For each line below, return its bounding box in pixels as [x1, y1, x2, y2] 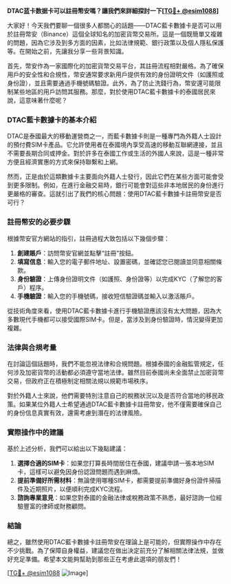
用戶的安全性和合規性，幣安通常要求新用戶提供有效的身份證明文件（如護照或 [7, 70, 224, 79]
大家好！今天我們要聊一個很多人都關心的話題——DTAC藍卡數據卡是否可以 [7, 21, 216, 30]
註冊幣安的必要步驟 [7, 217, 71, 227]
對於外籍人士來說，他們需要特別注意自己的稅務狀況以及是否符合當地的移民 [7, 391, 218, 399]
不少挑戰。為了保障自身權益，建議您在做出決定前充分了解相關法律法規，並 [7, 547, 218, 555]
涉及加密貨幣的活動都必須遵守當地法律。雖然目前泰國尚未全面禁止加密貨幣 [12, 368, 224, 376]
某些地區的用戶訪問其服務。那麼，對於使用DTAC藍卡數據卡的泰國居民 [12, 87, 210, 96]
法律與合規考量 [7, 342, 57, 352]
